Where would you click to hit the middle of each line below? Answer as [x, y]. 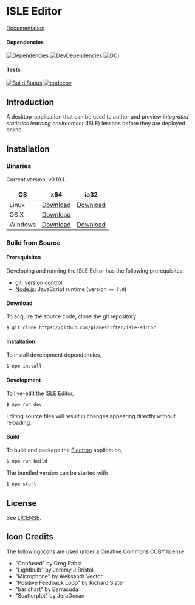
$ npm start [21, 484]
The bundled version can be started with [57, 473]
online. [15, 130]
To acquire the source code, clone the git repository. [72, 316]
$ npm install [24, 366]
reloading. [19, 423]
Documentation [26, 28]
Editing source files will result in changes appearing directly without [91, 416]
